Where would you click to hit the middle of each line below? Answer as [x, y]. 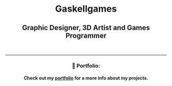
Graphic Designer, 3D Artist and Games [86, 28]
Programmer [86, 35]
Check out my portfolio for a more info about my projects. [86, 78]
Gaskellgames [86, 9]
